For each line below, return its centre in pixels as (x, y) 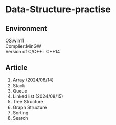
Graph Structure (30, 107)
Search (20, 118)
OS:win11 (15, 40)
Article (16, 68)
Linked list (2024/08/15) (38, 96)
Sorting (20, 112)
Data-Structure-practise (58, 9)
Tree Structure (28, 101)
